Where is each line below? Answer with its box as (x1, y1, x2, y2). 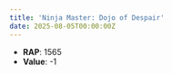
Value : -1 (22, 56, 57, 67)
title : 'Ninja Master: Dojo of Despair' (9, 13, 166, 23)
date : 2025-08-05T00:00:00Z (9, 22, 116, 31)
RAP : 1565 (22, 46, 62, 57)
